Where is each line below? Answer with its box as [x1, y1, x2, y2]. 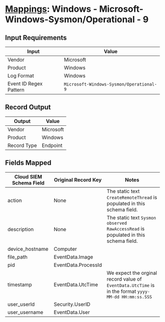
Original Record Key [54, 176, 102, 183]
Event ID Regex [7, 80, 43, 87]
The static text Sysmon [106, 214, 156, 221]
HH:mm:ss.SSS [122, 294, 152, 299]
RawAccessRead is [106, 225, 145, 232]
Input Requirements [5, 33, 67, 42]
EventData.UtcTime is [106, 282, 155, 289]
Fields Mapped [5, 159, 52, 167]
